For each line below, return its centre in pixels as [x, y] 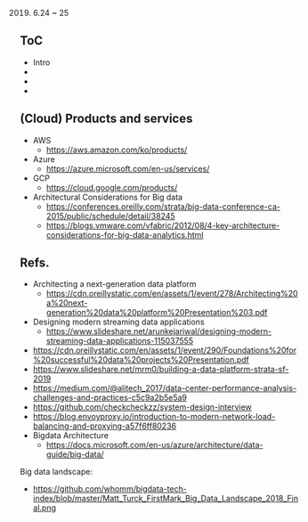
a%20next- [67, 303]
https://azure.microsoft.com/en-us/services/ [128, 168]
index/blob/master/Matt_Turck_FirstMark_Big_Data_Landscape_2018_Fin [166, 499]
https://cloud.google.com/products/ [112, 187]
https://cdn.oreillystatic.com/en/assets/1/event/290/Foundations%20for [165, 350]
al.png [45, 508]
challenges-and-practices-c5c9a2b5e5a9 [109, 398]
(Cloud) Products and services [106, 119]
